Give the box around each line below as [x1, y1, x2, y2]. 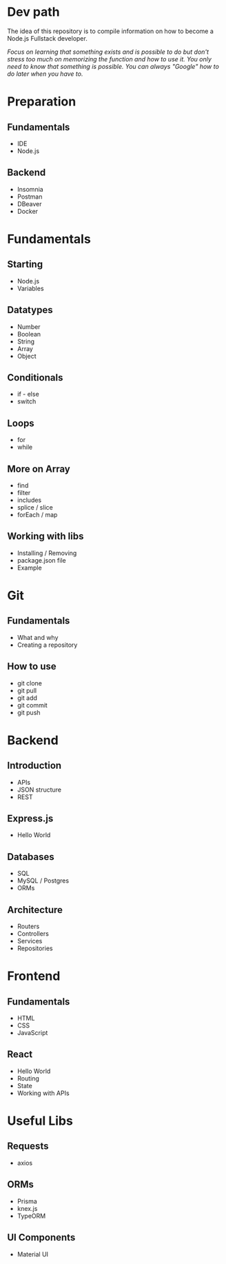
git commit [17, 701, 48, 709]
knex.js [17, 1204, 38, 1212]
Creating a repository [17, 641, 78, 649]
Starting [7, 259, 43, 270]
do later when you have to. [7, 70, 84, 78]
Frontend [7, 968, 61, 984]
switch [17, 397, 37, 405]
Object [17, 352, 37, 360]
